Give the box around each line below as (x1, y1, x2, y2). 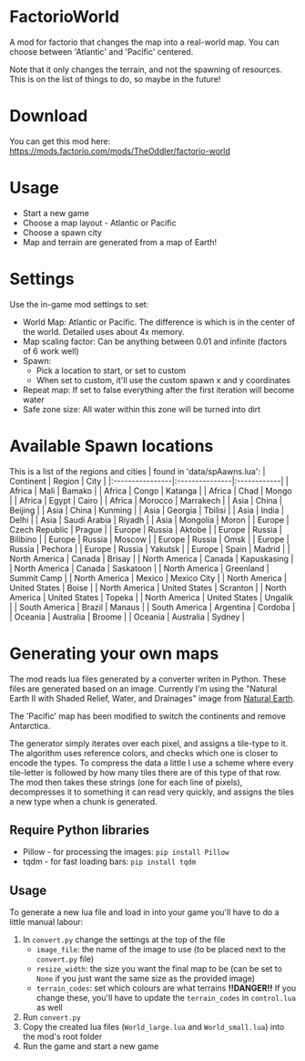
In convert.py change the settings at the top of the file (22, 934, 226, 945)
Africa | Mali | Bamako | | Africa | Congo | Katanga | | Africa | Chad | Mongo (9, 485, 293, 496)
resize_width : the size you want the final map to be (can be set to (36, 963, 282, 974)
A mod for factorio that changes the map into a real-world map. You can (9, 36, 280, 47)
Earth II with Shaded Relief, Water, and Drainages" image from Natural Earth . (9, 692, 296, 703)
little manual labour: (9, 917, 84, 928)
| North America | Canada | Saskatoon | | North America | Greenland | (9, 563, 270, 574)
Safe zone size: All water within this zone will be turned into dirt (22, 403, 261, 414)
